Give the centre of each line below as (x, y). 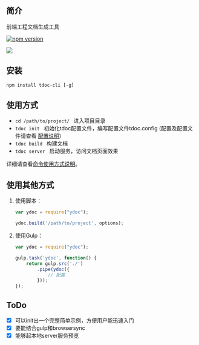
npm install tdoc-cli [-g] (40, 85)
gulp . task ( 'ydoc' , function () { (56, 258)
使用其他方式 (30, 185)
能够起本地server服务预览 (47, 336)
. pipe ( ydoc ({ (54, 269)
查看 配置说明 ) (44, 136)
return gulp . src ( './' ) (55, 263)
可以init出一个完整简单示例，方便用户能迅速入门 (74, 320)
